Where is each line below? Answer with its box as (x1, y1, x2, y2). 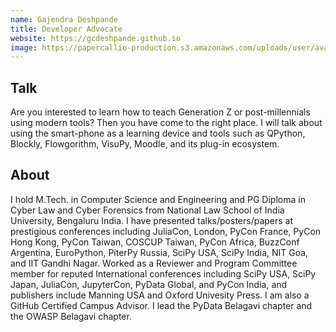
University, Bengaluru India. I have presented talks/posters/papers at (10, 214, 294, 226)
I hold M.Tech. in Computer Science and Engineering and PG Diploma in (10, 193, 306, 205)
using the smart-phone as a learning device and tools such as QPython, (10, 127, 306, 140)
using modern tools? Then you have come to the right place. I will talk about (10, 117, 323, 129)
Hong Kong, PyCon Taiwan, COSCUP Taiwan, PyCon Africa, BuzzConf (10, 236, 300, 248)
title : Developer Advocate (10, 24, 123, 34)
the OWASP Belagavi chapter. (10, 310, 132, 322)
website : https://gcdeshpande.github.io (10, 33, 182, 43)
